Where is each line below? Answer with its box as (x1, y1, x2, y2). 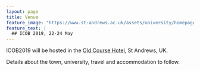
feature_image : (6, 20, 44, 25)
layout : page (6, 8, 39, 15)
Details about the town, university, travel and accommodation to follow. (6, 59, 180, 66)
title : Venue (6, 14, 39, 20)
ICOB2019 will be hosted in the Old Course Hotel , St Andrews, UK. (6, 47, 168, 54)
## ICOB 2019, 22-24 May (11, 31, 73, 37)
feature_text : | (6, 25, 46, 31)
